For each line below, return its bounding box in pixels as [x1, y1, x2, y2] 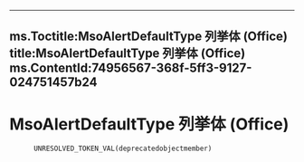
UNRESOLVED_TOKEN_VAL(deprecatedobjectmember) [33, 144, 213, 154]
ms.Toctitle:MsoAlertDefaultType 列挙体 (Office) [9, 29, 288, 44]
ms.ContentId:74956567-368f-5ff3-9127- [9, 61, 252, 76]
